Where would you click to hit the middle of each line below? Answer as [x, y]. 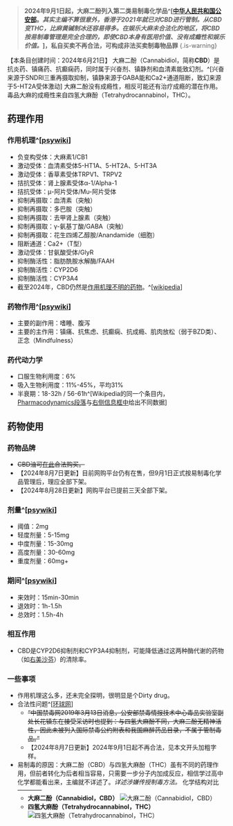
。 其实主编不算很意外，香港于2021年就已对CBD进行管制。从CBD [129, 19]
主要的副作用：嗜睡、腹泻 [54, 322]
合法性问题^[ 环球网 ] [45, 704]
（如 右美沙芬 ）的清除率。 [54, 659]
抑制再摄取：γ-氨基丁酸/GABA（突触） [72, 226]
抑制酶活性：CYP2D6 [47, 269]
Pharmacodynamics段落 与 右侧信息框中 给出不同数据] [92, 402]
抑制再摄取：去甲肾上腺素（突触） [66, 217]
